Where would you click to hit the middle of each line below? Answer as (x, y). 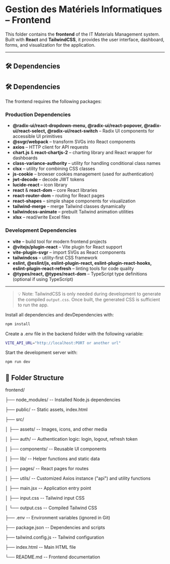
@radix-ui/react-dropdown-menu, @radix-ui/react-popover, (78, 126)
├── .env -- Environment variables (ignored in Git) (58, 518)
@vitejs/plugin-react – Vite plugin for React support (67, 246)
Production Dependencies (38, 115)
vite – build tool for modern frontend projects (60, 241)
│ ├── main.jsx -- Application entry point (48, 488)
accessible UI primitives (37, 136)
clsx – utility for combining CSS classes (54, 169)
